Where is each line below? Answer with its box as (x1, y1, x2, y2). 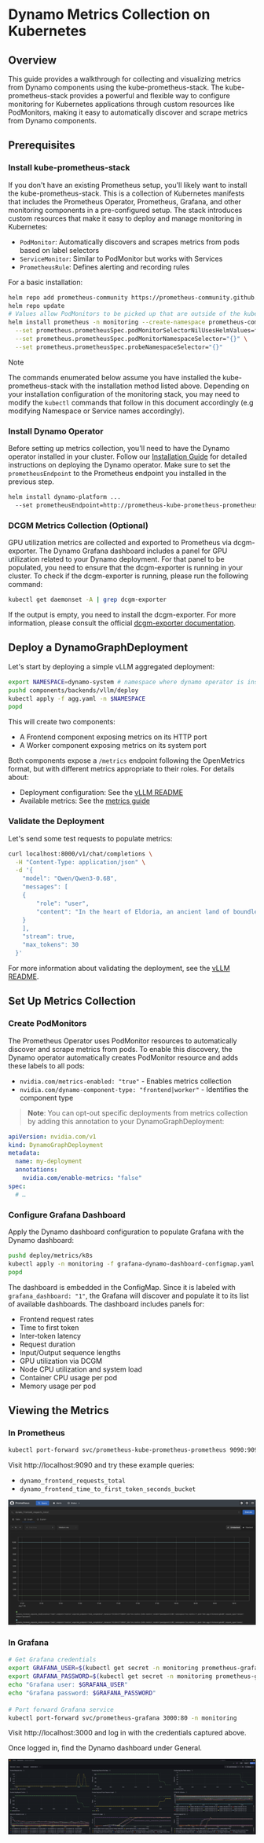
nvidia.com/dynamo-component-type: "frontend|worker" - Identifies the (19, 1084, 249, 1094)
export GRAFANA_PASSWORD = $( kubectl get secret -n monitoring (8, 1673, 213, 1680)
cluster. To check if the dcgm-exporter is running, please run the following (8, 571, 249, 581)
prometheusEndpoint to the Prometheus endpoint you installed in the (8, 469, 226, 478)
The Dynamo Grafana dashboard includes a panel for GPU (38, 546, 228, 555)
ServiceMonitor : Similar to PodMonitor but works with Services (19, 254, 223, 263)
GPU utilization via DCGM (19, 1356, 103, 1365)
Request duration (19, 1339, 76, 1349)
